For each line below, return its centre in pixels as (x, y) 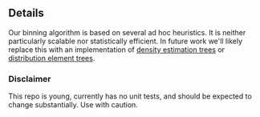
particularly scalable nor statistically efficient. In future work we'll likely (126, 41)
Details (26, 13)
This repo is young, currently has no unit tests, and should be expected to (130, 96)
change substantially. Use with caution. (73, 105)
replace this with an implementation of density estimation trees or (117, 49)
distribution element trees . (52, 58)
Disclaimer (30, 79)
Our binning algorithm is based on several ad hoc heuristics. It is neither (127, 32)
